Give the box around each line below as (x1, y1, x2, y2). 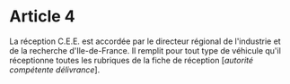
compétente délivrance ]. (9, 64, 101, 75)
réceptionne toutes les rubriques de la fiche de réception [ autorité (9, 55, 254, 65)
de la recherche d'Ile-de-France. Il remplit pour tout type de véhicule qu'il (9, 45, 281, 55)
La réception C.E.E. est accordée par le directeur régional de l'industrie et (9, 36, 281, 46)
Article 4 (9, 6, 76, 27)
